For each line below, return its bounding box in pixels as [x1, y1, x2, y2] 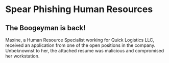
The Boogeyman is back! [5, 24, 86, 32]
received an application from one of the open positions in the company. [5, 42, 156, 48]
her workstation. [5, 53, 40, 59]
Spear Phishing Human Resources [5, 4, 153, 15]
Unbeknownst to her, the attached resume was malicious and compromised [5, 48, 164, 53]
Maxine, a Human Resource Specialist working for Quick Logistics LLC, [5, 37, 155, 43]
